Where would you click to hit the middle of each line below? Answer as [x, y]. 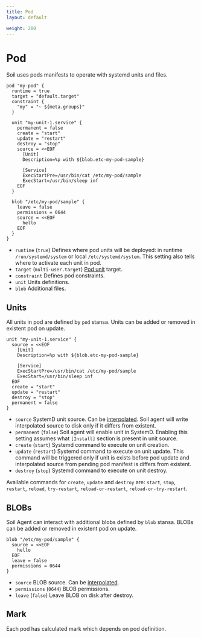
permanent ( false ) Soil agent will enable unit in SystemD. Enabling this [101, 432]
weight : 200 [21, 28]
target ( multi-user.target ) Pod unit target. [69, 270]
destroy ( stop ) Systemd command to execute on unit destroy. [91, 470]
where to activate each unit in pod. [58, 263]
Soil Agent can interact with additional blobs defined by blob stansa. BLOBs [100, 522]
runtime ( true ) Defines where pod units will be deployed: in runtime [99, 250]
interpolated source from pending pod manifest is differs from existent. [103, 464]
